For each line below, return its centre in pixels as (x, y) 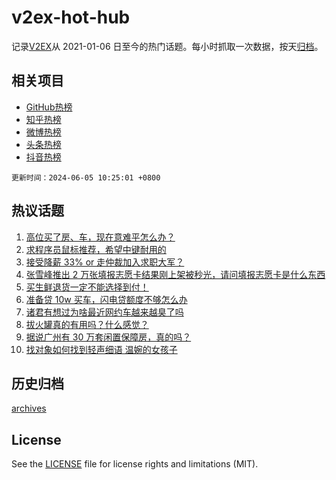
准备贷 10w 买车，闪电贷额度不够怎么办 (106, 299)
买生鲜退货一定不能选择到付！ (87, 287)
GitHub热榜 (49, 107)
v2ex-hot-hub (71, 17)
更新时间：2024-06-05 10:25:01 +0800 (86, 177)
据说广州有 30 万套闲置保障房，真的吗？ (108, 337)
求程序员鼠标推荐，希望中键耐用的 (96, 249)
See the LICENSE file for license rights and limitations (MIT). (135, 464)
